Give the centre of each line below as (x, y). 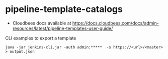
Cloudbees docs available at (42, 23)
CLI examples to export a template (41, 38)
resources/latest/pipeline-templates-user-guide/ (63, 28)
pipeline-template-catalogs (64, 9)
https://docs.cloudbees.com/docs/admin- (116, 23)
